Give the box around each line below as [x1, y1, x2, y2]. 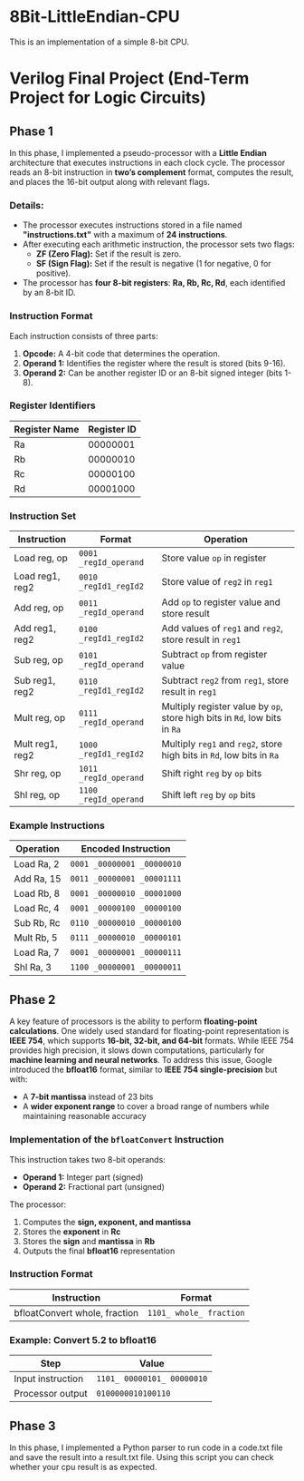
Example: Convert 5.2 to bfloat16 [9, 1333, 157, 1346]
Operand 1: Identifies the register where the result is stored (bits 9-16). [22, 357, 287, 368]
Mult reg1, [14, 737, 59, 750]
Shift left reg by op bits [161, 789, 256, 802]
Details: [9, 199, 44, 211]
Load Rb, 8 [14, 887, 61, 900]
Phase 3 [9, 1418, 56, 1434]
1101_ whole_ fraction [147, 1308, 245, 1318]
